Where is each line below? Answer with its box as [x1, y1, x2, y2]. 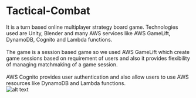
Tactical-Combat [6, 4, 90, 18]
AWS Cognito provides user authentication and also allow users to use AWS [6, 73, 189, 80]
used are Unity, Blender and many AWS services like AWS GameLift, [6, 29, 171, 36]
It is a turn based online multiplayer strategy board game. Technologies [6, 23, 178, 31]
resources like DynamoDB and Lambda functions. [6, 79, 126, 86]
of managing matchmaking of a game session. [6, 60, 118, 68]
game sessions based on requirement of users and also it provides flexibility [6, 55, 191, 62]
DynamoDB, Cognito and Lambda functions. [6, 36, 113, 43]
